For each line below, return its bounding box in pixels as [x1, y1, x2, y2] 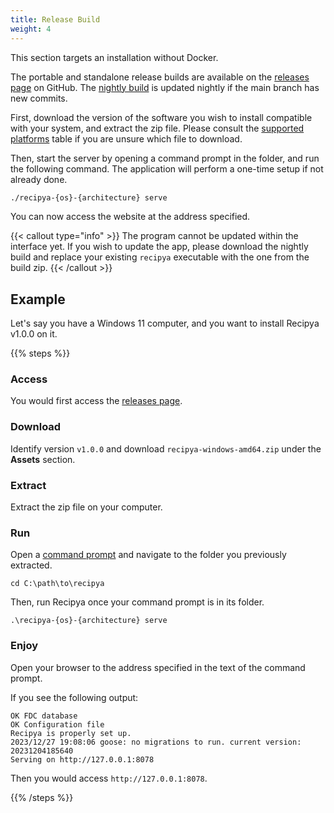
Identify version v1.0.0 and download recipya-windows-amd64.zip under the [10, 442, 322, 455]
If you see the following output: [10, 691, 139, 703]
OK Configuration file [10, 719, 105, 730]
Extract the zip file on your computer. [10, 501, 163, 513]
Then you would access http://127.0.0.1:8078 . [10, 772, 208, 784]
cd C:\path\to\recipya [10, 579, 105, 589]
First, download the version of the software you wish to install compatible [10, 111, 313, 123]
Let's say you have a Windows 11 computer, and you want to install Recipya [10, 317, 320, 330]
